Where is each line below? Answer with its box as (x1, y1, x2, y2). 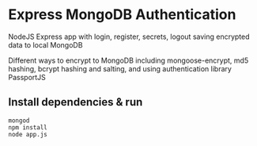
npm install (8, 123, 47, 132)
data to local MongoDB (8, 40, 83, 49)
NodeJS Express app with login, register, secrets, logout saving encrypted (8, 32, 251, 41)
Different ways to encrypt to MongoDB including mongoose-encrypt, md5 (8, 56, 249, 65)
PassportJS (8, 72, 46, 82)
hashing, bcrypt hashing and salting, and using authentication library (8, 63, 232, 73)
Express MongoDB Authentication (8, 6, 236, 24)
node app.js (8, 130, 47, 138)
